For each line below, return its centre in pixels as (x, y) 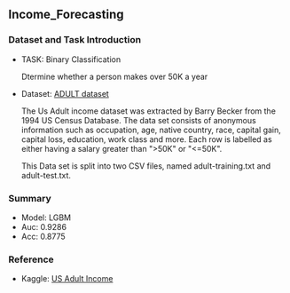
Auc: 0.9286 (44, 226)
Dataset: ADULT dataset (65, 93)
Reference (31, 259)
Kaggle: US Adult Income (67, 279)
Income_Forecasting (66, 15)
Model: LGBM (46, 218)
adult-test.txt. (46, 175)
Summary (30, 198)
